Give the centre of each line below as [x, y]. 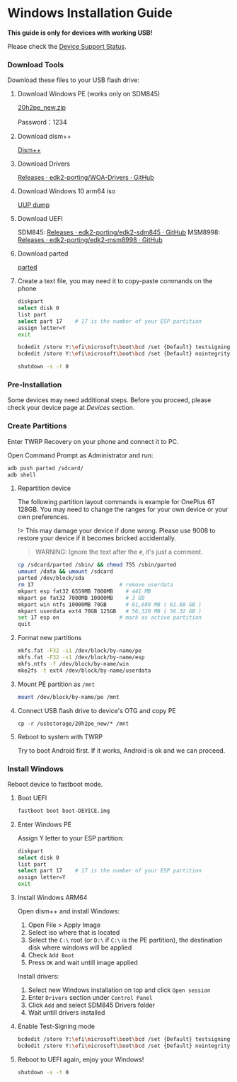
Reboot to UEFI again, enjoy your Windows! [81, 1059]
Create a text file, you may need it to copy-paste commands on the [115, 281]
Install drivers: [38, 976]
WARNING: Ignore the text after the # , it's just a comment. [119, 552]
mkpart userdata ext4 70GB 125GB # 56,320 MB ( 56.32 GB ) [110, 611]
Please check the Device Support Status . [67, 46]
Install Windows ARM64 [52, 898]
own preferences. [43, 517]
